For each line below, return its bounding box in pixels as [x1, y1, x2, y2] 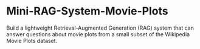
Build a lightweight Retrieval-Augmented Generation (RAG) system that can [6, 24, 195, 31]
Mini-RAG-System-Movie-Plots [6, 4, 168, 18]
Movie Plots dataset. [6, 37, 58, 44]
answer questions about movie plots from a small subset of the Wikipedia [6, 30, 190, 38]
